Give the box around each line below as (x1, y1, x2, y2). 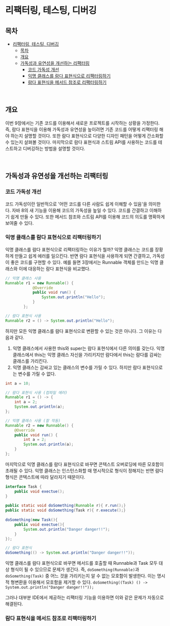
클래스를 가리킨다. (12, 358, 48, 364)
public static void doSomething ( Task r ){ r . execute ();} (5, 508, 126, 513)
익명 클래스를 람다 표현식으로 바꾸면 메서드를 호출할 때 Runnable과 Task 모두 (5, 560, 158, 566)
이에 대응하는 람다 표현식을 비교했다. (18, 266, 91, 272)
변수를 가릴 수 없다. (18, 371, 56, 377)
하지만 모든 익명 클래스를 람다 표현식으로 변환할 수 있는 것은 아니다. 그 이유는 (5, 328, 157, 334)
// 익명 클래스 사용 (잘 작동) (5, 418, 61, 423)
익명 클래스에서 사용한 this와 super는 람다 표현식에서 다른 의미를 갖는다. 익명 (12, 345, 165, 351)
